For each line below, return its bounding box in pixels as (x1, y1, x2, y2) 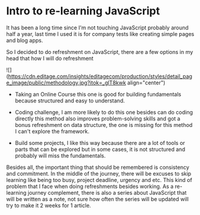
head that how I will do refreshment (6, 54, 94, 62)
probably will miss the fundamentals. (14, 152, 106, 159)
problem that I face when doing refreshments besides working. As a (6, 183, 174, 190)
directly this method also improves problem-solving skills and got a (14, 115, 181, 122)
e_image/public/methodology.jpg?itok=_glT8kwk (6, 79, 126, 86)
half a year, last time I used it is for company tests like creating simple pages (6, 30, 195, 37)
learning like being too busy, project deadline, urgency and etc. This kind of (6, 176, 193, 183)
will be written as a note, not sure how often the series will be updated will (6, 195, 189, 202)
